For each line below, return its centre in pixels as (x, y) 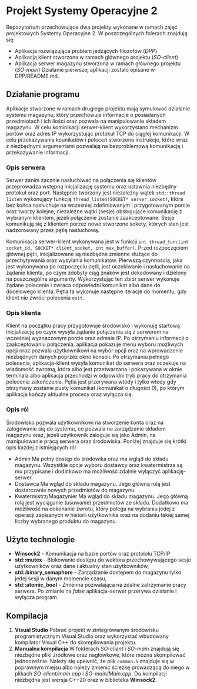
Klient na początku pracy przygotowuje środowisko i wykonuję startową (93, 326)
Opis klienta (24, 312)
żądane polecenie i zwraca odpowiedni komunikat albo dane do (83, 285)
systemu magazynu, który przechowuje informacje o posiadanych (86, 115)
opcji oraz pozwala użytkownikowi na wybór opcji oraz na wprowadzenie (95, 351)
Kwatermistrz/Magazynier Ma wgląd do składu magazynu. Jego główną (101, 496)
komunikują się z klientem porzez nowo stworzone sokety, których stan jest (98, 224)
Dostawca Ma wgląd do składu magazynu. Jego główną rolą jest (92, 483)
